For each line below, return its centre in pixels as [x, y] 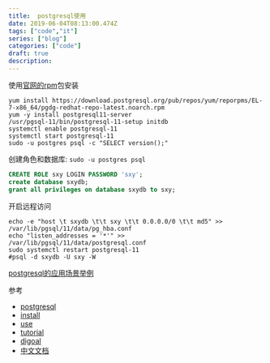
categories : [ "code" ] [45, 46]
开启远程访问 [30, 206]
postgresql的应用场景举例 [51, 273]
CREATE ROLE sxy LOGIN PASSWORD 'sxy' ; [76, 174]
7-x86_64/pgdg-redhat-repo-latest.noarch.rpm [86, 107]
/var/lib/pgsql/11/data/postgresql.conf [78, 243]
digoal [31, 340]
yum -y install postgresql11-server [70, 114]
